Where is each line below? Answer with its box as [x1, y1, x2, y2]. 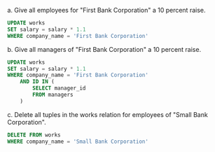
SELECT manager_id [32, 85, 86, 92]
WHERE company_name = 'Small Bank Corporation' [7, 138, 149, 145]
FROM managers [32, 91, 74, 98]
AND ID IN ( [20, 78, 55, 85]
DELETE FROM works [7, 131, 61, 139]
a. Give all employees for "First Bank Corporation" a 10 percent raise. [7, 6, 206, 14]
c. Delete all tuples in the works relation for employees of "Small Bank [7, 110, 208, 118]
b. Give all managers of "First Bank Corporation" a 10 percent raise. [7, 45, 202, 53]
